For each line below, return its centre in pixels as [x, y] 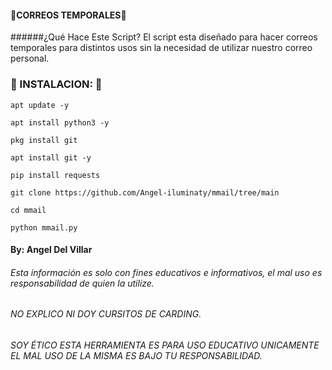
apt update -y [40, 105]
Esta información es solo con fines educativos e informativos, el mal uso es [166, 272]
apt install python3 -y [60, 122]
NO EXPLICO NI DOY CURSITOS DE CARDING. [106, 314]
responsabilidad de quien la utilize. [82, 283]
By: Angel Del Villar [51, 250]
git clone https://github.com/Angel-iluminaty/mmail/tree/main [145, 192]
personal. [30, 58]
